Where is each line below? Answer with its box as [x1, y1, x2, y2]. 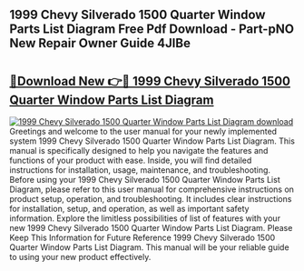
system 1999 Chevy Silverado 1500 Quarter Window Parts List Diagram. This [9, 135, 295, 146]
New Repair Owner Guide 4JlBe [9, 35, 191, 51]
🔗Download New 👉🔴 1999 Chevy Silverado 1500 [9, 73, 291, 89]
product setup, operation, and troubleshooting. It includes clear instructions [9, 194, 292, 204]
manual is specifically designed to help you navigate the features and [9, 146, 269, 156]
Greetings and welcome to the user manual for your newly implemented [9, 126, 278, 136]
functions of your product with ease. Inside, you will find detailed [9, 155, 252, 166]
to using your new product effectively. [9, 252, 152, 262]
